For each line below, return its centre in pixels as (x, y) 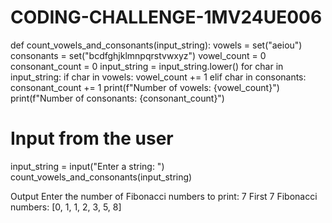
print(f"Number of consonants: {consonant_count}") (117, 98)
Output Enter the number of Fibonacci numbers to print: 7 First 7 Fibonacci (164, 196)
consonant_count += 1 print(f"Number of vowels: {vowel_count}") (145, 87)
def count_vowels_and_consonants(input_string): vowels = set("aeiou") (156, 45)
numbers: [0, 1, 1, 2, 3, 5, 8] (66, 207)
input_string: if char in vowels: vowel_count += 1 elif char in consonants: (158, 77)
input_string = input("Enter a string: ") (87, 166)
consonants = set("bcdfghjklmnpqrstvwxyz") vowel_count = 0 (138, 55)
